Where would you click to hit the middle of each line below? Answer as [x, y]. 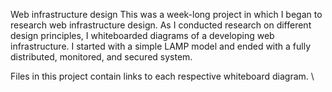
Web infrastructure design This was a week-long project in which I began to [166, 14]
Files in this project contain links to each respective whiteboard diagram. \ [162, 76]
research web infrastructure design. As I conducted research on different [161, 25]
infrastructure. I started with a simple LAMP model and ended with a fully [161, 46]
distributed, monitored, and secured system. [101, 57]
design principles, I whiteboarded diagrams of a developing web [142, 35]
